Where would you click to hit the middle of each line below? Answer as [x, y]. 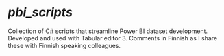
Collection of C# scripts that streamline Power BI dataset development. [108, 31]
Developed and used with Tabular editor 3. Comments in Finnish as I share [113, 38]
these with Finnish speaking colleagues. [64, 45]
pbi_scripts [40, 12]
